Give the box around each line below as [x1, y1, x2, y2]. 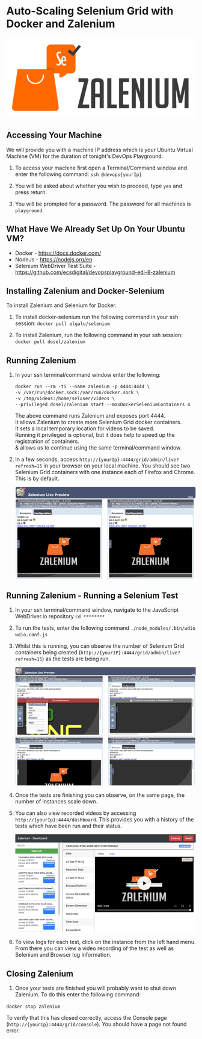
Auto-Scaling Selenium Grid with [6, 4, 174, 18]
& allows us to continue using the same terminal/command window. [14, 444, 182, 451]
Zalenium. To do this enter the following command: [14, 991, 141, 998]
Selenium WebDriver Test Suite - [14, 262, 96, 269]
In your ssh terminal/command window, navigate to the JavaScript [14, 606, 179, 614]
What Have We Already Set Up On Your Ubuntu [6, 224, 185, 234]
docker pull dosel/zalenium [14, 339, 85, 345]
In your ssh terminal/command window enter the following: [14, 371, 161, 379]
